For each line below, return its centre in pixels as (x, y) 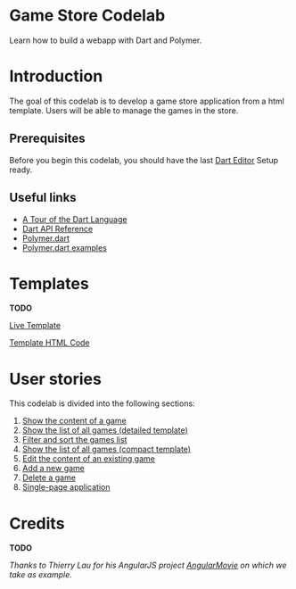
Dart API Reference (58, 228)
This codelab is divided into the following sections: (102, 403)
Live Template (35, 326)
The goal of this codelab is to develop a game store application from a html (147, 101)
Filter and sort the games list (74, 440)
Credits (37, 523)
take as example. (41, 575)
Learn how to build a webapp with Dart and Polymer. (106, 40)
